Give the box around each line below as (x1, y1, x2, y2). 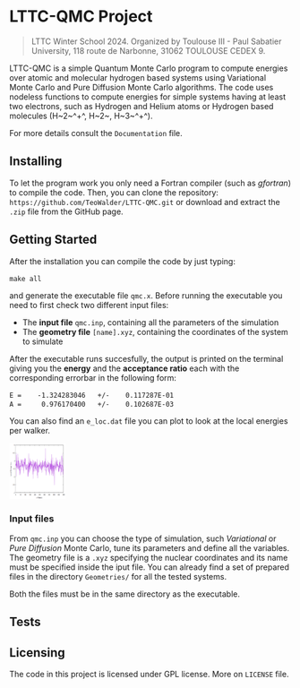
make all (9, 274, 42, 283)
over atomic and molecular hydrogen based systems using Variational (9, 72, 267, 82)
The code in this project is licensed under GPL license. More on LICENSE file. (9, 669, 289, 680)
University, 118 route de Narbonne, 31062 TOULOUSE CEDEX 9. (30, 45, 266, 56)
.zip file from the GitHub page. (9, 206, 124, 217)
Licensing (9, 645, 65, 660)
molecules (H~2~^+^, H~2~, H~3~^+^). (9, 110, 153, 121)
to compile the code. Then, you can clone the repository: (9, 186, 219, 198)
